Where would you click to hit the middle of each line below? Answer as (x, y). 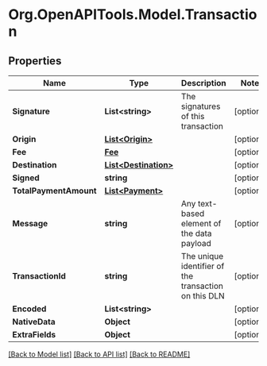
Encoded (29, 309)
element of (201, 223)
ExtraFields (34, 335)
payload (197, 243)
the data (197, 233)
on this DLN (203, 296)
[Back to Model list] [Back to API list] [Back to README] (99, 354)
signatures (201, 106)
